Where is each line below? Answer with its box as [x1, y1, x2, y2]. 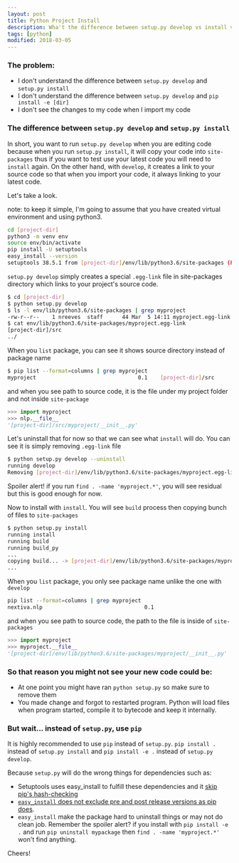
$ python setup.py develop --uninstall [7, 456, 126, 463]
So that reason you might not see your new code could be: [7, 666, 213, 676]
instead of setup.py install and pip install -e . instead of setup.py [7, 747, 213, 755]
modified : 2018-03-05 [7, 37, 72, 44]
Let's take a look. [7, 191, 58, 199]
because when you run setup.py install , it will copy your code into [7, 147, 206, 155]
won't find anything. [17, 835, 77, 844]
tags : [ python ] [7, 30, 53, 38]
